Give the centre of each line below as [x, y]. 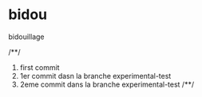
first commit [40, 67]
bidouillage [26, 37]
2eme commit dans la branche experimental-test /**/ [107, 84]
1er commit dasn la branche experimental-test [95, 76]
